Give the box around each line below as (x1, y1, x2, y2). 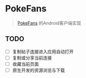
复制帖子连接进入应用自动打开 (12, 48, 74, 55)
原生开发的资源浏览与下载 (12, 67, 65, 73)
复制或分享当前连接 (12, 55, 52, 61)
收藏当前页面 (12, 61, 39, 67)
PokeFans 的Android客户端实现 (17, 20, 81, 26)
